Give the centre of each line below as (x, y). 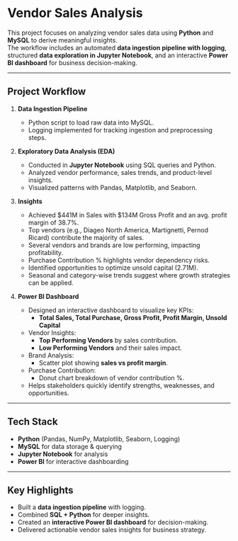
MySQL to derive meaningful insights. (63, 40)
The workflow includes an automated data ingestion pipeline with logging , (117, 47)
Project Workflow (47, 92)
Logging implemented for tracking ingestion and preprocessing (120, 130)
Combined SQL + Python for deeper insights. (84, 515)
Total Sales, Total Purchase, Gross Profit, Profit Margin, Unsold (133, 317)
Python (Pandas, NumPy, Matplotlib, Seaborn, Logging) (99, 439)
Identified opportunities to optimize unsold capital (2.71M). (113, 268)
